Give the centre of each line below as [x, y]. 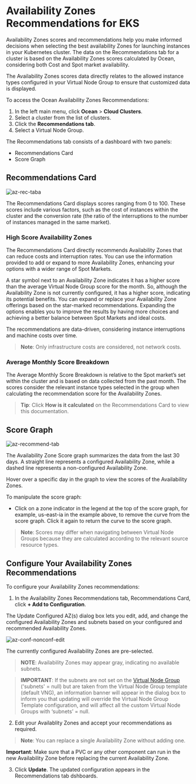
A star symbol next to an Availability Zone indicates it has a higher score [93, 280]
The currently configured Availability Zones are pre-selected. [80, 651]
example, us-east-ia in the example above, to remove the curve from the [102, 515]
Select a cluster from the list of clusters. [63, 117]
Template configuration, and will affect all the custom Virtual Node [100, 705]
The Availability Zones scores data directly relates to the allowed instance [95, 76]
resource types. [40, 545]
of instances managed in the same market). [59, 222]
